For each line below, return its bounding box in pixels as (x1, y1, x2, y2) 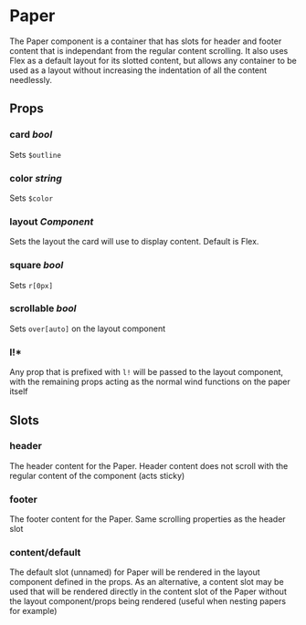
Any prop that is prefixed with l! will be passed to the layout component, (9, 367, 284, 378)
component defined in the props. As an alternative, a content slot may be (9, 577, 285, 588)
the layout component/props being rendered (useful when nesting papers (9, 596, 286, 607)
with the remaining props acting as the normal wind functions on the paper (9, 376, 290, 388)
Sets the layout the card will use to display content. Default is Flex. (9, 236, 259, 247)
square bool (9, 259, 64, 272)
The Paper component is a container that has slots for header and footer (9, 36, 282, 47)
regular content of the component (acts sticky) (9, 470, 185, 481)
